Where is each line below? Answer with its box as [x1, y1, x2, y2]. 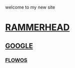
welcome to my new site [5, 4, 55, 10]
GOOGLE [5, 41, 33, 50]
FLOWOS [5, 56, 27, 63]
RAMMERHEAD [5, 22, 70, 33]
